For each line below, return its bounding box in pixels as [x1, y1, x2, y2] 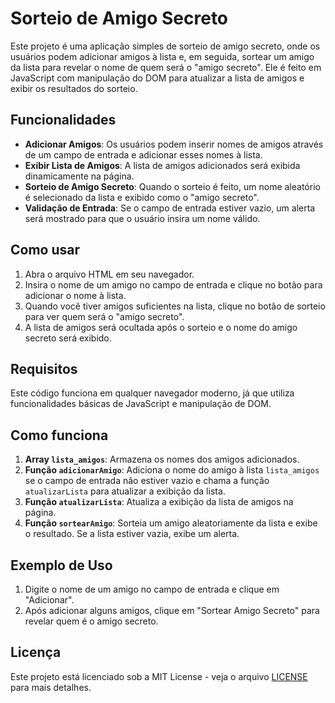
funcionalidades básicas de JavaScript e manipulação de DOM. [10, 398, 272, 410]
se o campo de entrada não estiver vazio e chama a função [24, 475, 270, 487]
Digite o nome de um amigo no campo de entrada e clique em [24, 583, 280, 595]
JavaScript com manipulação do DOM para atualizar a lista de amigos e [10, 72, 305, 84]
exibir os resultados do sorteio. [10, 82, 138, 94]
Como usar [10, 242, 81, 259]
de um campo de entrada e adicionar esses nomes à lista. [24, 148, 263, 161]
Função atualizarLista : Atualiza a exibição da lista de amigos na [24, 496, 294, 508]
